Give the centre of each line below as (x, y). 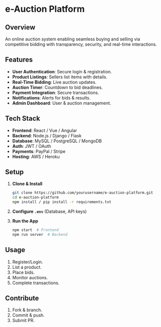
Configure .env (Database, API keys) (49, 212)
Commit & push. (28, 315)
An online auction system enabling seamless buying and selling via (73, 39)
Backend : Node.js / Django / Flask (47, 135)
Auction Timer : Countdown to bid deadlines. (57, 87)
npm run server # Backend (40, 234)
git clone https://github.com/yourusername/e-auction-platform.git (82, 193)
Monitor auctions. (30, 277)
